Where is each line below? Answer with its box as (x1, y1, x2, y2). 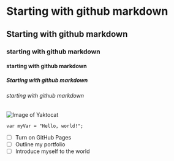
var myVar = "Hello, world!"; (6, 123, 84, 129)
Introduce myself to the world (15, 147, 90, 155)
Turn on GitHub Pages (15, 133, 72, 141)
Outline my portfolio (15, 140, 66, 148)
